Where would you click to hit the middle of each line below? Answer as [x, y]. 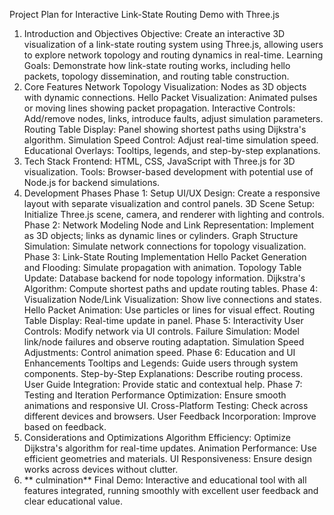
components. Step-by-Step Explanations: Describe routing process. [163, 373]
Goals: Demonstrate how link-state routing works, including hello [157, 65]
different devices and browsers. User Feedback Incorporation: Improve [170, 416]
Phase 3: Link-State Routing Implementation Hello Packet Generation [165, 257]
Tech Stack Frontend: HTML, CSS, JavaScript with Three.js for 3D [159, 161]
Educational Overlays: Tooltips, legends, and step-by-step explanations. [172, 150]
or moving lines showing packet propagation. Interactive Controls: [159, 108]
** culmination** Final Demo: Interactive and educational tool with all [165, 480]
